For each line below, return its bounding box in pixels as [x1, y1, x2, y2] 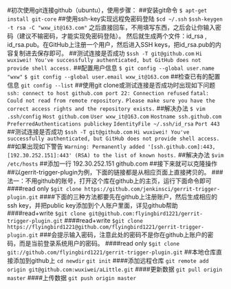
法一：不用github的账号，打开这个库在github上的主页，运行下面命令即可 [7, 177, 212, 185]
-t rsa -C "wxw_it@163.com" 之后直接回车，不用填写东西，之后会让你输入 [7, 23, 216, 31]
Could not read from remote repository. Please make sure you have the [7, 97, 215, 104]
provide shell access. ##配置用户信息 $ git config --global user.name [7, 64, 214, 72]
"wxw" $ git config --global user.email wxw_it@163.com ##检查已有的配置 [7, 72, 221, 81]
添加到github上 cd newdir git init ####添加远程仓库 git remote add [12, 257, 209, 264]
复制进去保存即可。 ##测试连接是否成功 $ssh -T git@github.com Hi [12, 49, 203, 57]
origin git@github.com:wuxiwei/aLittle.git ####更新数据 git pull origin [7, 265, 223, 273]
